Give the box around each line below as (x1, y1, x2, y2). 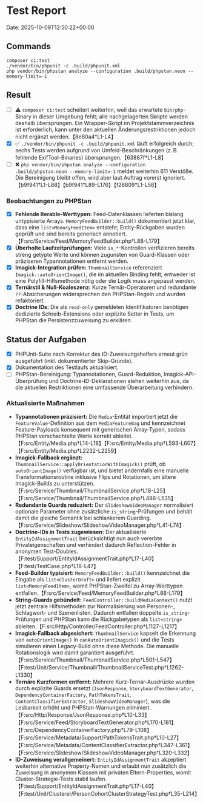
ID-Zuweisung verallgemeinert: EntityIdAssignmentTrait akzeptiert (15, 756, 187, 763)
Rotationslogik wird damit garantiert (15, 649, 104, 656)
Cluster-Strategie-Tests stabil (15, 775, 89, 782)
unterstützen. (61, 479, 95, 487)
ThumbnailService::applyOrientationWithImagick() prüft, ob (15, 460, 166, 467)
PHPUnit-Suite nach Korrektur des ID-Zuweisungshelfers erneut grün (15, 350, 188, 358)
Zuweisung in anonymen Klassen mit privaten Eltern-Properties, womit (15, 768, 191, 776)
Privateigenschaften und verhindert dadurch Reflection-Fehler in (15, 541, 177, 548)
